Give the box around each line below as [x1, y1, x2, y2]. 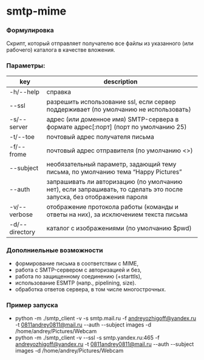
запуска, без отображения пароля [46, 192, 148, 201]
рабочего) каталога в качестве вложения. [6, 46, 115, 54]
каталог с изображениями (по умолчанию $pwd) [46, 224, 192, 232]
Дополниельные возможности [6, 245, 103, 254]
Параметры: [6, 62, 46, 70]
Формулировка [6, 26, 55, 35]
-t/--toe [9, 132, 35, 141]
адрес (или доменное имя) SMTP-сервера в [46, 115, 179, 123]
